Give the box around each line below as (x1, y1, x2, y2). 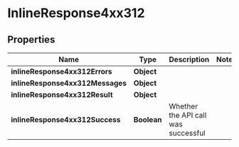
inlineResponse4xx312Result (11, 90, 113, 99)
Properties (7, 34, 55, 46)
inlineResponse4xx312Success (11, 115, 121, 124)
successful (169, 128, 206, 138)
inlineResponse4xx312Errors (11, 66, 112, 76)
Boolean (133, 115, 162, 124)
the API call (169, 111, 207, 120)
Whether (169, 101, 198, 111)
